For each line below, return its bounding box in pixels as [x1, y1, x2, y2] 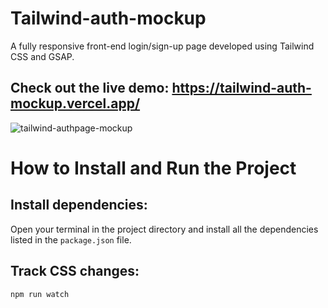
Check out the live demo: [10, 80, 170, 97]
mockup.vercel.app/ [10, 95, 141, 112]
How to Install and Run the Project [10, 157, 297, 179]
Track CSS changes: [10, 263, 140, 280]
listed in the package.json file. [10, 233, 132, 246]
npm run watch [10, 289, 70, 299]
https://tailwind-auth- [171, 80, 312, 97]
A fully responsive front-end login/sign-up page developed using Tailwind [10, 40, 315, 52]
